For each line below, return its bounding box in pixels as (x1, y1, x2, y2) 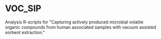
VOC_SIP (5, 3, 41, 14)
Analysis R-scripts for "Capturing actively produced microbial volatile (5, 19, 143, 25)
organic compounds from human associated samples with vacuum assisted (5, 24, 157, 30)
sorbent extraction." (5, 29, 45, 35)
